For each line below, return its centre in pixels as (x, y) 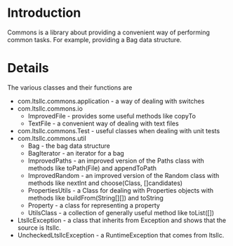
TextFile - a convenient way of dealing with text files (103, 123)
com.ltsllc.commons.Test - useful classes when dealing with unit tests (119, 130)
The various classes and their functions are (70, 87)
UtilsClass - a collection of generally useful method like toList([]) (121, 212)
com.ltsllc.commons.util (52, 138)
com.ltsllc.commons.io (50, 108)
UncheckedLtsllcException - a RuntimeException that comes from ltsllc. (121, 235)
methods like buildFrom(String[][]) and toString (95, 198)
